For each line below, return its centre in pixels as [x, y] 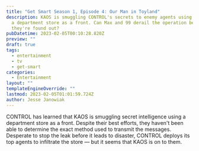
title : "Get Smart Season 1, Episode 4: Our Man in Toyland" [83, 12]
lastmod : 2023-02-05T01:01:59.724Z [50, 94]
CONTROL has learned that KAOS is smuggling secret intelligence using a [96, 117]
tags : [13, 50]
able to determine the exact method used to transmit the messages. [89, 129]
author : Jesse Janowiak [36, 99]
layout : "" [20, 83]
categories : [21, 72]
